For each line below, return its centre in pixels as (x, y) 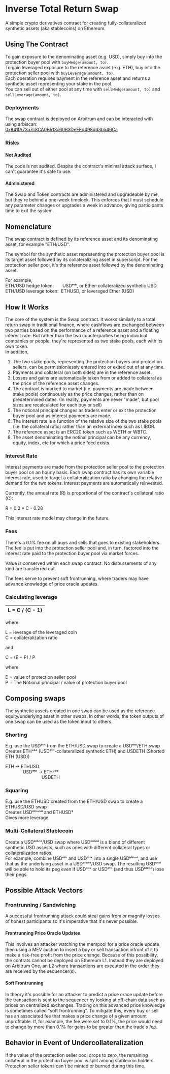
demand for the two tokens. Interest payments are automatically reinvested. (84, 483)
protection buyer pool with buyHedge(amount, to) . (57, 62)
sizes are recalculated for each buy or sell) (57, 405)
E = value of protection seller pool (41, 677)
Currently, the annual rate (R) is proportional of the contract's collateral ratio (84, 493)
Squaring (17, 790)
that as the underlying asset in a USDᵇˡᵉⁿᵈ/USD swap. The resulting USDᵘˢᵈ (83, 863)
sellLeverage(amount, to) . (33, 94)
